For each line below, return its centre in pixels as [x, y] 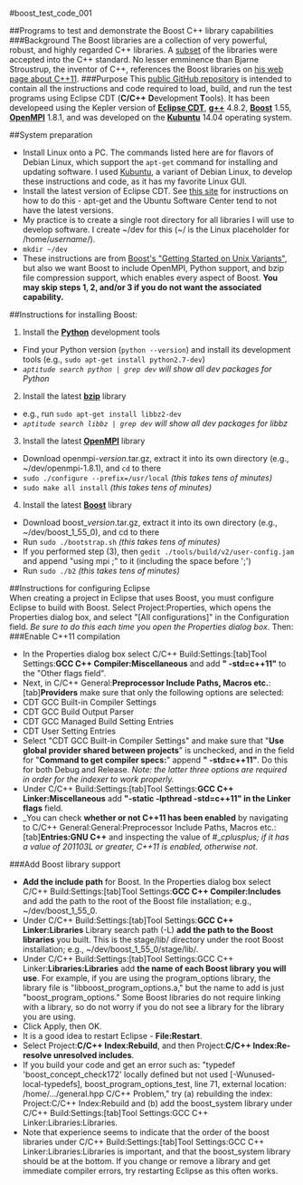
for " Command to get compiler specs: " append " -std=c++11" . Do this [155, 760]
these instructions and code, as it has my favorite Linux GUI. [134, 181]
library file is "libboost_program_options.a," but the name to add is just [153, 988]
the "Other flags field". [64, 673]
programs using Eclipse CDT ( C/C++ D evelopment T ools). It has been [139, 98]
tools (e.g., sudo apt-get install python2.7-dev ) [114, 359]
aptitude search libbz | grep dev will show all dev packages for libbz [155, 423]
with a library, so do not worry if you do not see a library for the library [153, 1007]
